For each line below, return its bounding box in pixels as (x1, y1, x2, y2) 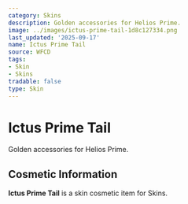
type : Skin (8, 84, 44, 93)
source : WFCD (8, 48, 51, 56)
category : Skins (8, 11, 61, 20)
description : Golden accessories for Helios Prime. (8, 19, 181, 27)
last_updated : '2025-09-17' (8, 33, 101, 42)
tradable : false (8, 77, 61, 85)
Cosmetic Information (8, 167, 118, 181)
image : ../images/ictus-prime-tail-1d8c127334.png (8, 26, 178, 34)
